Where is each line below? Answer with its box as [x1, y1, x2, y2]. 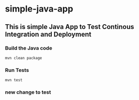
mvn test [5, 78, 23, 83]
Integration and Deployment [5, 30, 92, 38]
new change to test [5, 89, 51, 96]
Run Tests [5, 67, 29, 73]
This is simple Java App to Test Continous [5, 23, 135, 31]
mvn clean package [5, 56, 42, 60]
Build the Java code [5, 44, 52, 51]
